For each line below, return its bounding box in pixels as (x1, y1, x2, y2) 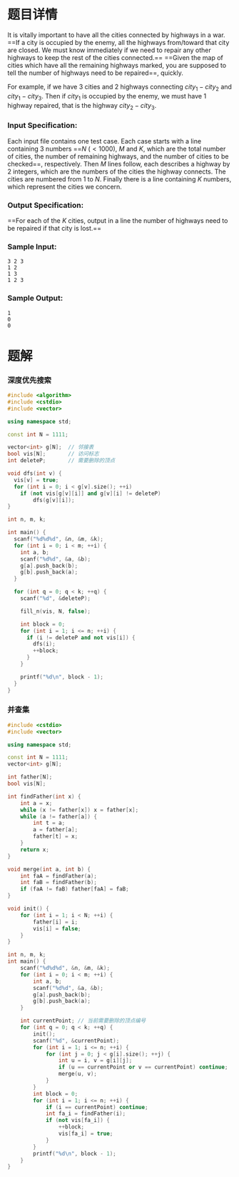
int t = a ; (33, 819, 66, 827)
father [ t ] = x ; (33, 833, 78, 840)
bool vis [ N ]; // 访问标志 (7, 451, 100, 458)
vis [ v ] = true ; (14, 476, 59, 484)
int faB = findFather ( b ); (20, 879, 98, 886)
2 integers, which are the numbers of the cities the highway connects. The (7, 167, 226, 176)
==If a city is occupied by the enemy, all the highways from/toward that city (7, 38, 230, 46)
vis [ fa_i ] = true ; (58, 1130, 113, 1138)
